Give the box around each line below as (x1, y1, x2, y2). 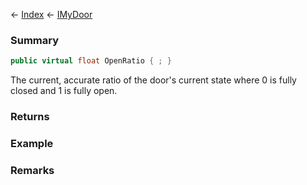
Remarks (10, 163, 55, 177)
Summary (10, 33, 60, 47)
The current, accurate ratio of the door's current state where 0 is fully (10, 74, 297, 86)
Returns (10, 110, 50, 124)
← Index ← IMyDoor (10, 9, 93, 20)
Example (10, 137, 54, 151)
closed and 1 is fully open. (10, 85, 118, 97)
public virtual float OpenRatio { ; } (10, 56, 172, 66)
